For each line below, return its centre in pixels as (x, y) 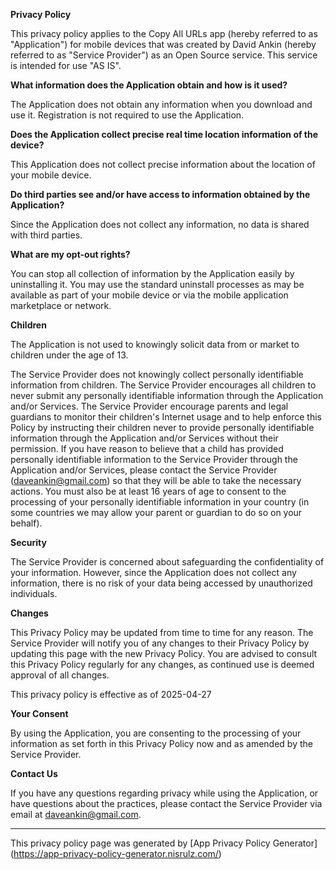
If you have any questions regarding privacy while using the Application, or (164, 793)
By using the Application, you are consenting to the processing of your (156, 733)
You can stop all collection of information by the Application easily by (152, 273)
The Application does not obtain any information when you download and (161, 104)
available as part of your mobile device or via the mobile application (149, 295)
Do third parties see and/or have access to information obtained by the (160, 194)
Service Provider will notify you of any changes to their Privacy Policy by (160, 643)
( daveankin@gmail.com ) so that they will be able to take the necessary (156, 480)
